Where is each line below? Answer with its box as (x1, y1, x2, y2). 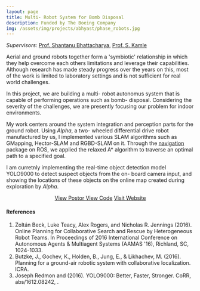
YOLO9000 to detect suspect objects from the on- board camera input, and (6, 171, 192, 178)
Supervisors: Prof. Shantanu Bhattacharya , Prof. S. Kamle (6, 42, 147, 49)
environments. (6, 109, 42, 116)
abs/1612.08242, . (14, 278, 59, 286)
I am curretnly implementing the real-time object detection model (6, 164, 167, 171)
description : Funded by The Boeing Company (6, 20, 116, 26)
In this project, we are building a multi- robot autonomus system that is (6, 90, 180, 97)
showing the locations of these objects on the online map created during (6, 177, 185, 184)
